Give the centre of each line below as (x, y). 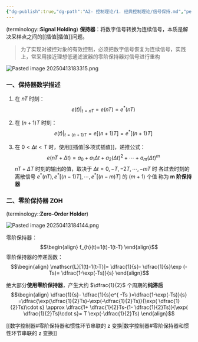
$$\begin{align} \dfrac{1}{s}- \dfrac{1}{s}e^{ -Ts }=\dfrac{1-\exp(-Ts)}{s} (99, 295)
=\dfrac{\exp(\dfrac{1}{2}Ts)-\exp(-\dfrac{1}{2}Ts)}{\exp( (88, 301)
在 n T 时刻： (30, 99)
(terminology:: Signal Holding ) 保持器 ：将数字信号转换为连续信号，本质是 (95, 29)
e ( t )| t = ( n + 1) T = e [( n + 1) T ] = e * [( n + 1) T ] (103, 133)
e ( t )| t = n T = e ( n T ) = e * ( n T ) (103, 109)
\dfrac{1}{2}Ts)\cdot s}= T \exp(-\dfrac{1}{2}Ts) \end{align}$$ (99, 314)
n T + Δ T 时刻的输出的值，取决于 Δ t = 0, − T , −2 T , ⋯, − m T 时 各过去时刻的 (102, 169)
